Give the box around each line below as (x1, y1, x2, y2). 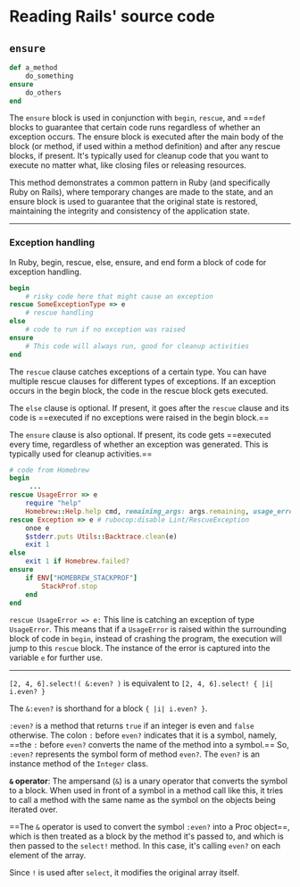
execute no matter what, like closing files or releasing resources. (9, 160, 247, 171)
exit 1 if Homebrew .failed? (25, 556, 129, 566)
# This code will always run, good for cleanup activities (25, 341, 250, 350)
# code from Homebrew (9, 465, 90, 474)
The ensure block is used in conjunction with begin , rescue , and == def (9, 113, 266, 123)
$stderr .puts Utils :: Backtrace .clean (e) (25, 531, 178, 541)
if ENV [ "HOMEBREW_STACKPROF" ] (25, 573, 138, 582)
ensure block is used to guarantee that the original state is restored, (9, 197, 259, 207)
